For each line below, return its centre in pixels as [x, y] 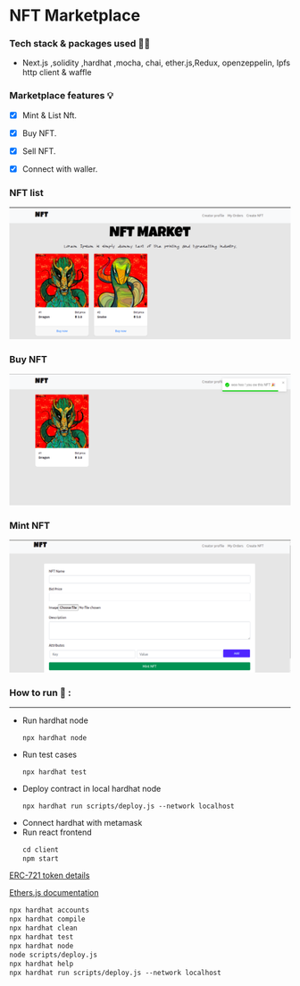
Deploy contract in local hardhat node [92, 789]
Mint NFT [30, 526]
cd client [41, 850]
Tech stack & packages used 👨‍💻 [80, 44]
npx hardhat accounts [50, 910]
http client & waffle [57, 72]
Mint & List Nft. [50, 115]
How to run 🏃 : [40, 693]
